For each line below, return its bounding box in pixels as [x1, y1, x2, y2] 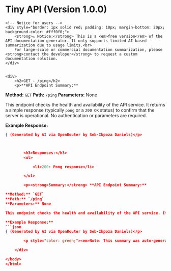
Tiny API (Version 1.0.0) [5, 4, 107, 15]
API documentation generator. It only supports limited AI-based [5, 38, 147, 43]
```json [5, 224, 22, 230]
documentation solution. [5, 56, 58, 61]
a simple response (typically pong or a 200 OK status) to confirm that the [5, 107, 155, 113]
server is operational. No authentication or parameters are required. [5, 112, 147, 118]
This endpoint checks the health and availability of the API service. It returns [5, 101, 165, 107]
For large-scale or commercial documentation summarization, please [14, 47, 163, 52]
